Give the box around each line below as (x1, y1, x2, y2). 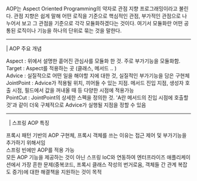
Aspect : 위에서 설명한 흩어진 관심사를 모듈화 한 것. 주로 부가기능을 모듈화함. (6, 57, 181, 64)
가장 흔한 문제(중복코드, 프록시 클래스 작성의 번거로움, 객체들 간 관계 (21, 161, 177, 168)
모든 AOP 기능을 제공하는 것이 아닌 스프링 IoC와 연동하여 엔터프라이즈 (6, 154, 166, 160)
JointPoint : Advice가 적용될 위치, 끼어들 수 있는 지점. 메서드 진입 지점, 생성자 (6, 80, 184, 86)
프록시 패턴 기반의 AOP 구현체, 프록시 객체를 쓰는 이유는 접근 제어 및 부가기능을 (6, 132, 187, 139)
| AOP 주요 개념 (6, 45, 42, 52)
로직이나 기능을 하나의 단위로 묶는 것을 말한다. (16, 27, 122, 34)
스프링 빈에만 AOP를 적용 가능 (6, 146, 75, 153)
